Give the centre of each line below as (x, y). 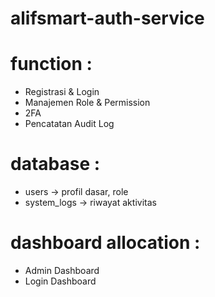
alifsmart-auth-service (107, 18)
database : (55, 164)
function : (51, 64)
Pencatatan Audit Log (69, 124)
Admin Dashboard (62, 270)
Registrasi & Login (62, 92)
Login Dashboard (60, 281)
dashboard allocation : (105, 243)
